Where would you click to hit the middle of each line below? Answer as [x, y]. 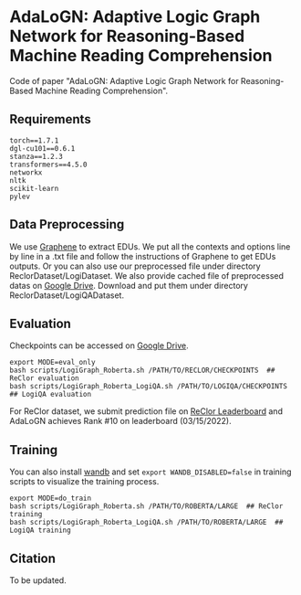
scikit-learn [34, 188]
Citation [33, 558]
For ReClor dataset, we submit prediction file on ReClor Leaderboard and [146, 411]
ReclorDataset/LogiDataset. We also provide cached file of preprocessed [147, 275]
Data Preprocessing [67, 224]
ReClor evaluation [44, 378]
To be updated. [38, 580]
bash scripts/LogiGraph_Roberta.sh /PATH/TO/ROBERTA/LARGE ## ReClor [146, 506]
